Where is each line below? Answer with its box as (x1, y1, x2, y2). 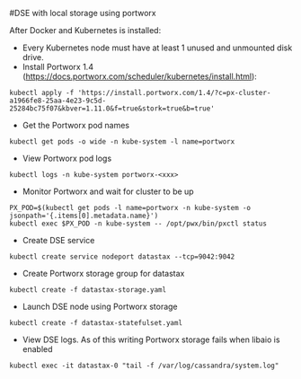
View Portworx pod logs (22, 153, 112, 163)
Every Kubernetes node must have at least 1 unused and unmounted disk (22, 42, 293, 53)
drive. (22, 52, 44, 62)
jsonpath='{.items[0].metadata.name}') (9, 211, 159, 220)
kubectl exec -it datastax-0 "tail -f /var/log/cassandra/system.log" (9, 361, 279, 370)
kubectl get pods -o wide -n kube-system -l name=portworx (9, 137, 235, 146)
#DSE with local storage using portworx (9, 8, 156, 18)
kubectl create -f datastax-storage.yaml (9, 286, 167, 295)
